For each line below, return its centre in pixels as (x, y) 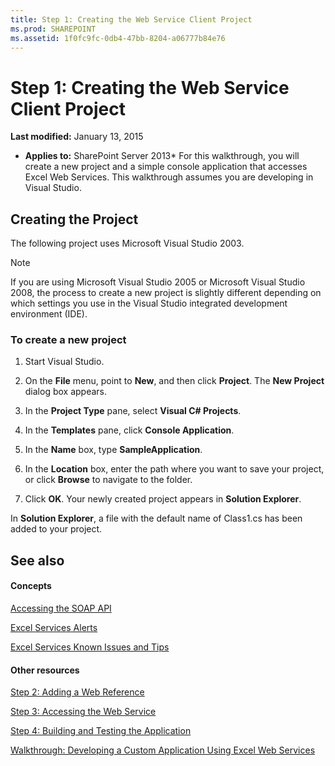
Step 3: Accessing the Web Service (83, 712)
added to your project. (56, 529)
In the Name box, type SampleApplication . (113, 450)
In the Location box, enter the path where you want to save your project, (174, 469)
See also (37, 560)
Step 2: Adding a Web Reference (77, 692)
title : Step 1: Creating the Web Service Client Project (131, 19)
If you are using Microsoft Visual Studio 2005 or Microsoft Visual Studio (158, 282)
